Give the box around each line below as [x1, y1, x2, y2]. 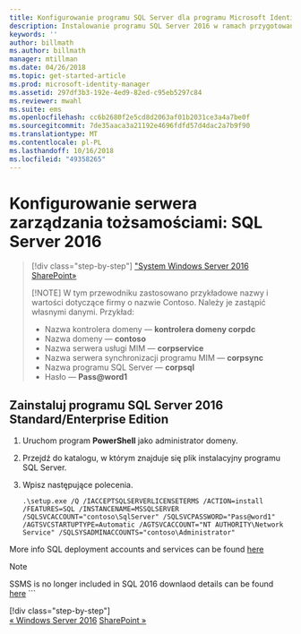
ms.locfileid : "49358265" [9, 154, 106, 164]
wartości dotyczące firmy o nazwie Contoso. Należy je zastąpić [30, 297, 266, 308]
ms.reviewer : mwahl [9, 96, 82, 106]
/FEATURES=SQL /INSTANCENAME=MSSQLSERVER [21, 505, 179, 514]
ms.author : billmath [9, 47, 87, 56]
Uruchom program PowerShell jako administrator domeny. [21, 435, 239, 446]
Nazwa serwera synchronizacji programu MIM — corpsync [44, 353, 264, 364]
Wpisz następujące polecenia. [21, 480, 133, 491]
